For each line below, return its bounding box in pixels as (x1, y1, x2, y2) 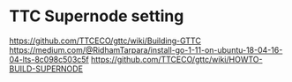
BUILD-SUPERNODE (9, 63, 84, 74)
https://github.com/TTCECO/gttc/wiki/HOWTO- (91, 54, 263, 64)
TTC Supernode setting (9, 6, 184, 26)
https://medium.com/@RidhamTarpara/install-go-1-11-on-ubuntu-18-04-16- (9, 44, 283, 55)
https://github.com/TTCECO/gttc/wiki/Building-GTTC (9, 35, 201, 46)
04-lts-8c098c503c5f (9, 54, 90, 64)
